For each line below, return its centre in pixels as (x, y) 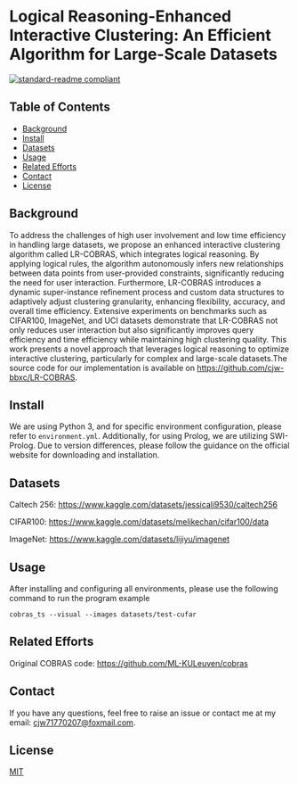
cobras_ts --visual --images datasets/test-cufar (103, 615)
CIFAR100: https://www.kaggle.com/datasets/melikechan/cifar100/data (139, 522)
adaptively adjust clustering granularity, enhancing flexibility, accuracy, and (147, 302)
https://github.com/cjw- (241, 368)
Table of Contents (60, 107)
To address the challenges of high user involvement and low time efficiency (148, 235)
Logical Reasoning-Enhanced (121, 17)
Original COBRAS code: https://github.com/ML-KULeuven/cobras (129, 663)
